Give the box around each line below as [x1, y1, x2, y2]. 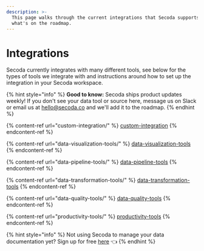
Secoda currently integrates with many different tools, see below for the [6, 66, 186, 73]
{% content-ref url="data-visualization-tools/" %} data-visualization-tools [6, 140, 191, 147]
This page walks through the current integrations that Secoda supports [12, 15, 200, 21]
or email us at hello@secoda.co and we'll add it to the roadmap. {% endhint [6, 104, 195, 111]
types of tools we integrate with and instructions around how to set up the [6, 73, 191, 80]
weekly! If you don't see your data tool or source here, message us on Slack [6, 98, 197, 105]
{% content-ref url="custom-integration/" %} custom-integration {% [6, 122, 177, 129]
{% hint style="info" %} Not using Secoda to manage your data [6, 231, 165, 238]
